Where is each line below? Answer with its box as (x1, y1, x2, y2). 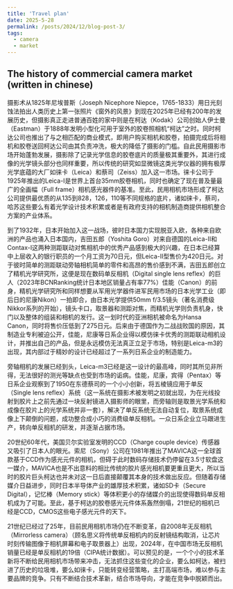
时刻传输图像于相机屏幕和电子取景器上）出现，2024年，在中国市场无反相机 (7, 539, 223, 547)
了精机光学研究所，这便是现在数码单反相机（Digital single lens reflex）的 (7, 269, 215, 278)
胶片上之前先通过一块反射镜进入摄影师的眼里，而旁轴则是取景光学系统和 (19, 397, 226, 405)
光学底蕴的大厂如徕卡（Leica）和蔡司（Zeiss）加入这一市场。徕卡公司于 (7, 167, 214, 176)
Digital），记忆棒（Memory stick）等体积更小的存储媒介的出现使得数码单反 (7, 490, 220, 498)
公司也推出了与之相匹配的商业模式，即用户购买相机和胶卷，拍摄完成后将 (12, 133, 220, 141)
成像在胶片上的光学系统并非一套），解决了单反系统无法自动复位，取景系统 (7, 406, 217, 414)
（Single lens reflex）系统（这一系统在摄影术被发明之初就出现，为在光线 (7, 388, 215, 397)
